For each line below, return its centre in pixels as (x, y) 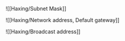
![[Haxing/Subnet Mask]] (36, 9)
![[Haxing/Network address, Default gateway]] (63, 20)
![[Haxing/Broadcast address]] (43, 31)
